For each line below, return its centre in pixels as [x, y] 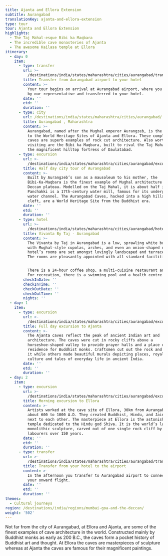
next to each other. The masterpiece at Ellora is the [85, 420]
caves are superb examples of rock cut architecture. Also [90, 140]
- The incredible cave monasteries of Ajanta [58, 43]
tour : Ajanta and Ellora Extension [42, 29]
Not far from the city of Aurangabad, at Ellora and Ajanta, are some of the [81, 527]
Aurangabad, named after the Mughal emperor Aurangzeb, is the [95, 131]
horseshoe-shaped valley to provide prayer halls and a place [93, 345]
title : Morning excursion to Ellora [61, 401]
